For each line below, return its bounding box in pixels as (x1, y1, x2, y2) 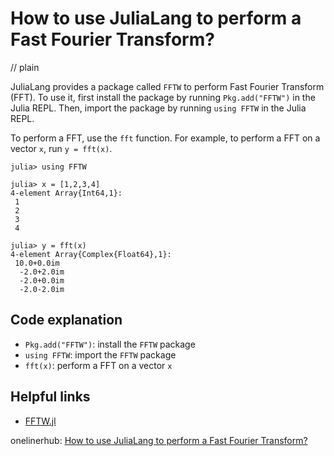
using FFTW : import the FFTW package (24, 348, 177, 361)
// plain (10, 61, 40, 73)
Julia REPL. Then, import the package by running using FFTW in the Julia (10, 102, 307, 114)
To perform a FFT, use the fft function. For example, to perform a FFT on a (10, 132, 321, 144)
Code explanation (10, 312, 123, 329)
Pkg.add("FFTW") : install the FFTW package (24, 338, 196, 350)
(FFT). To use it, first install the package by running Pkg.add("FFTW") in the (10, 91, 316, 103)
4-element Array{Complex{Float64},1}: (10, 249, 172, 259)
